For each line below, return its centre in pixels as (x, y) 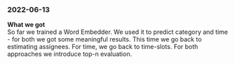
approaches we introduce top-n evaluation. (69, 54)
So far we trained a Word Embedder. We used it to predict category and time (117, 32)
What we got (26, 25)
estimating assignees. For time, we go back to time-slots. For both (103, 47)
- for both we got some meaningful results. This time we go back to (105, 39)
